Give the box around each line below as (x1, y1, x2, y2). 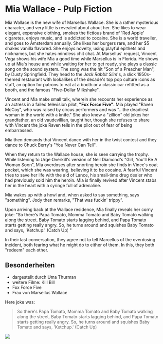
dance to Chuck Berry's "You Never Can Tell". (5, 142, 97, 148)
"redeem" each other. (5, 247, 49, 253)
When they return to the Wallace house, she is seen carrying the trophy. (5, 151, 149, 157)
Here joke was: (5, 299, 35, 305)
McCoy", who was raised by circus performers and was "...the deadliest (5, 106, 149, 113)
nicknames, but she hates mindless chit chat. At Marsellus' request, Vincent (5, 50, 157, 57)
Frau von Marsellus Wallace (12, 289, 68, 295)
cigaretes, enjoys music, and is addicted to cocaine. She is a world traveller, (5, 35, 157, 41)
